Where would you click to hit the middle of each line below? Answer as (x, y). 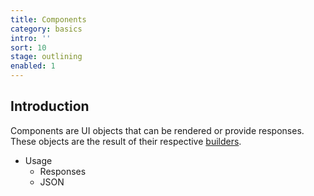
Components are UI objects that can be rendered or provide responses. (157, 130)
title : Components (48, 19)
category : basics (46, 29)
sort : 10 (28, 47)
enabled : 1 (33, 66)
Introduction (50, 106)
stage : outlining (46, 57)
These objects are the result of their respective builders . (126, 141)
